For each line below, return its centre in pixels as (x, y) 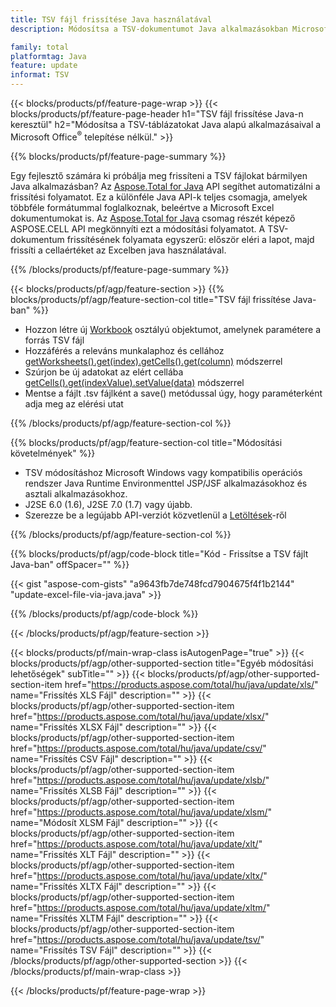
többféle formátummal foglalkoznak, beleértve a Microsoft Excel (142, 207)
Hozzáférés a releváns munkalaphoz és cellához (124, 350)
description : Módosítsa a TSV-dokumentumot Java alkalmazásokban (149, 29)
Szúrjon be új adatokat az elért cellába (104, 372)
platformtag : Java (48, 56)
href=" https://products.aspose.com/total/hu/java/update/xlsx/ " (140, 716)
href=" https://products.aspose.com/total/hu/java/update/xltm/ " (140, 907)
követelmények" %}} (53, 453)
